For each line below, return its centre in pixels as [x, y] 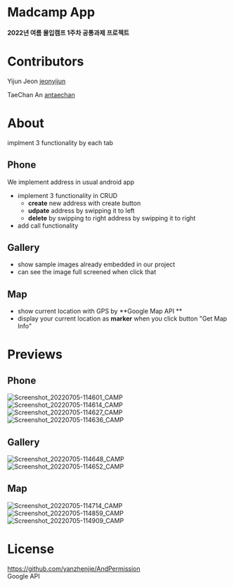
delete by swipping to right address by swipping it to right [112, 218]
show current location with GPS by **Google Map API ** [100, 311]
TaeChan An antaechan [41, 94]
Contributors [46, 62]
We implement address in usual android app [71, 182]
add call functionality [48, 225]
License [31, 549]
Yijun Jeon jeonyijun [37, 81]
